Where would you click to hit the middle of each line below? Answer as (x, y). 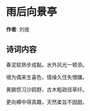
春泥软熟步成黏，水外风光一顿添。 (47, 64)
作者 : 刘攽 (18, 29)
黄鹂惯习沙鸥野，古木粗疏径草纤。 (47, 89)
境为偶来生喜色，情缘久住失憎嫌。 (47, 77)
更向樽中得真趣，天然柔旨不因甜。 (47, 102)
